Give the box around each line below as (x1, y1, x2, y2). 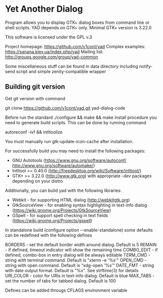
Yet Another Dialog (5, 3, 83, 15)
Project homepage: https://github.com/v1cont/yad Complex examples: (5, 43, 146, 49)
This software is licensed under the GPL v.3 (5, 34, 92, 40)
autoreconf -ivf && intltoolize (5, 129, 63, 135)
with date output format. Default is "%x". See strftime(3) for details (5, 267, 139, 273)
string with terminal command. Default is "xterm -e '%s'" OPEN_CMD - (5, 257, 147, 263)
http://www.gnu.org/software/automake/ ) (12, 162, 95, 168)
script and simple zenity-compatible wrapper (16, 68, 106, 74)
